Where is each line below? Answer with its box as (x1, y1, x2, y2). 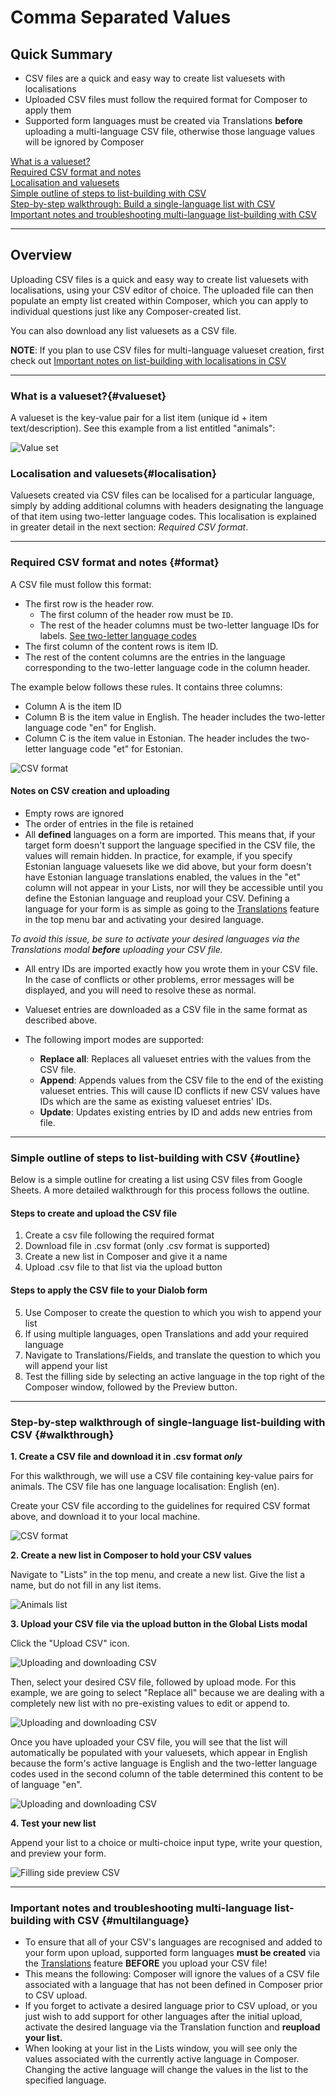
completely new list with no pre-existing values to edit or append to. (10, 1697, 291, 1709)
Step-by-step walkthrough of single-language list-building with (10, 1415, 326, 1429)
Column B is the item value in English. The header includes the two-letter (24, 711, 326, 723)
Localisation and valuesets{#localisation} (10, 467, 217, 481)
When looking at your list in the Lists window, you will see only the (24, 2042, 298, 2055)
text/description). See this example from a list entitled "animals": (10, 422, 276, 435)
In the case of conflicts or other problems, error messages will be (24, 973, 295, 985)
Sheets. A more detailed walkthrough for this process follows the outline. (10, 1184, 310, 1196)
